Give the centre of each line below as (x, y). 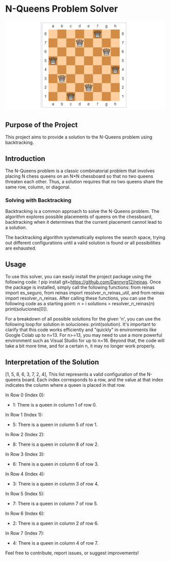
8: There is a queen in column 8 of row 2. (56, 444)
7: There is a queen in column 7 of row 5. (55, 503)
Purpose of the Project (42, 125)
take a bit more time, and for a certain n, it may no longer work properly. (80, 346)
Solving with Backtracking (38, 200)
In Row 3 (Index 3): (25, 454)
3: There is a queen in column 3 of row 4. (56, 484)
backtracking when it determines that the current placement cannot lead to (84, 222)
